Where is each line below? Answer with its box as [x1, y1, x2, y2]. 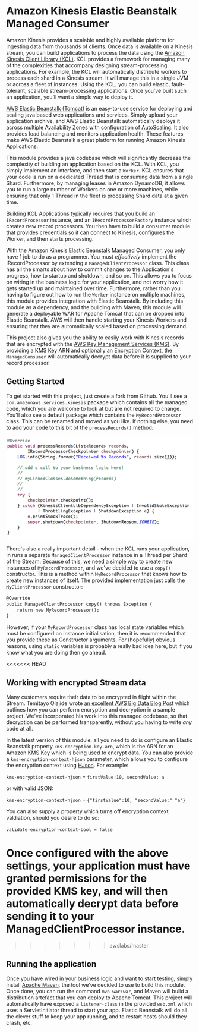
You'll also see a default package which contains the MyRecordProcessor [6, 411, 182, 419]
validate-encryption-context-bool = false [6, 827, 113, 833]
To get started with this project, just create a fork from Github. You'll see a [6, 392, 187, 399]
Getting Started [6, 376, 65, 387]
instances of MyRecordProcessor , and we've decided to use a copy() [6, 564, 171, 571]
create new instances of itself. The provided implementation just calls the [6, 577, 185, 584]
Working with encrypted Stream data [6, 678, 146, 688]
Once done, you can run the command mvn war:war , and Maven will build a [6, 987, 189, 995]
